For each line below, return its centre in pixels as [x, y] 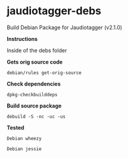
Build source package [34, 106]
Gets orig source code [35, 62]
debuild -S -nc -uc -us [36, 116]
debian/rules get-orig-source [44, 72]
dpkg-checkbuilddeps [32, 94]
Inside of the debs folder [37, 50]
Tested [15, 127]
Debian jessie [24, 149]
